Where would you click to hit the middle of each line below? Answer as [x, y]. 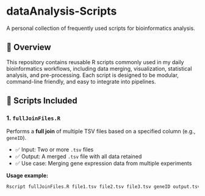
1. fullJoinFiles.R [34, 118]
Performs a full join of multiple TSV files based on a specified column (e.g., [101, 131]
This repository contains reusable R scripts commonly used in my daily [95, 62]
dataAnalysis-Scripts [62, 11]
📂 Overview [29, 47]
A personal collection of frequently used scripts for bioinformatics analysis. [101, 28]
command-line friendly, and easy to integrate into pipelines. [81, 81]
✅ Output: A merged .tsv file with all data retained [78, 156]
